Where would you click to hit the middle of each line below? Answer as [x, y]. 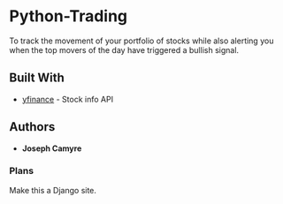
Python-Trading [69, 16]
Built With [37, 78]
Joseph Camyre [52, 148]
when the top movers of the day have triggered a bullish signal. [124, 49]
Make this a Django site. [53, 190]
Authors [32, 127]
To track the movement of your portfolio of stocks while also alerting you [141, 41]
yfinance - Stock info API [67, 99]
